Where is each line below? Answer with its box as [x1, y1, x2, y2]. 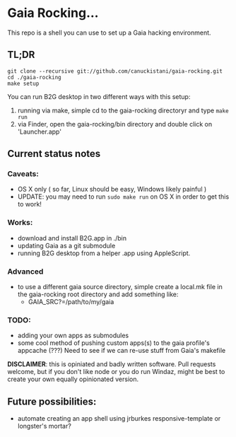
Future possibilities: [7, 395, 97, 407]
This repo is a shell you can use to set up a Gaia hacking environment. [7, 28, 211, 37]
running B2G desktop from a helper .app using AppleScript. [17, 249, 191, 257]
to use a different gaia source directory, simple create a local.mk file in [17, 283, 223, 291]
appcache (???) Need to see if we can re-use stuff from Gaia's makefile [17, 346, 226, 355]
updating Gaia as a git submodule [17, 241, 116, 250]
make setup [7, 80, 40, 87]
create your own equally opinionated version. [7, 375, 139, 383]
